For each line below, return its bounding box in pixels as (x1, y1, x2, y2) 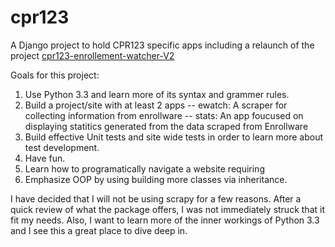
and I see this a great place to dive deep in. (10, 224, 188, 236)
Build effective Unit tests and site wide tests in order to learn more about (24, 131, 324, 143)
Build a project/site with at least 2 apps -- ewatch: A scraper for (24, 99, 288, 111)
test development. (24, 141, 100, 153)
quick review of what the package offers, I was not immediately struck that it (10, 203, 325, 215)
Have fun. (24, 152, 66, 164)
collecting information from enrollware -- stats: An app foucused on (24, 109, 304, 121)
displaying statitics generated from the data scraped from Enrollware (24, 120, 309, 132)
